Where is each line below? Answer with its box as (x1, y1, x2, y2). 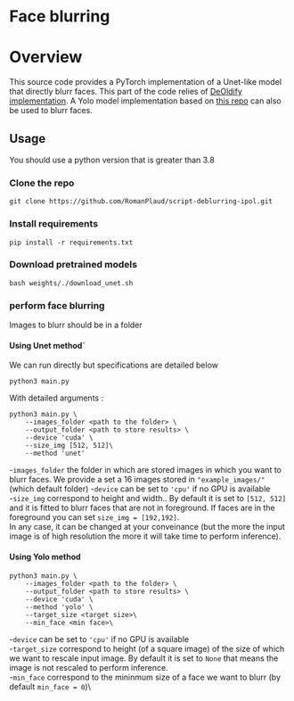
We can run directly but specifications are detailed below (9, 359, 218, 371)
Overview (9, 47, 83, 68)
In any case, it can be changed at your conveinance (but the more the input (9, 522, 285, 532)
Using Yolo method (9, 551, 82, 562)
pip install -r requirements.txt (9, 238, 134, 247)
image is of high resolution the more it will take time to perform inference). (9, 531, 282, 541)
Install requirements (9, 218, 99, 230)
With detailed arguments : (9, 392, 104, 403)
